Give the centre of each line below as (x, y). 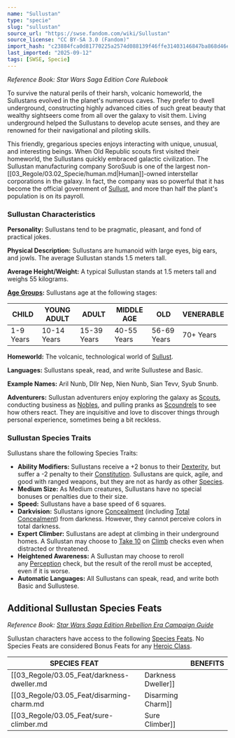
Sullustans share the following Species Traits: (73, 453)
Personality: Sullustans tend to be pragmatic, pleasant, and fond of (104, 229)
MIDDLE (130, 310)
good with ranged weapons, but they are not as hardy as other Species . (121, 482)
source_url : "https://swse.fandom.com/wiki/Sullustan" (89, 33)
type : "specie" (29, 20)
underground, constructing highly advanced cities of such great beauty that (116, 108)
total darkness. (39, 526)
